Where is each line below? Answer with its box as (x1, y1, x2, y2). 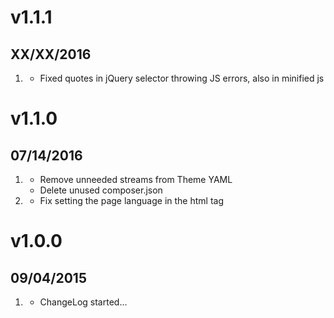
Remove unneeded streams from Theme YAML (39, 174, 233, 185)
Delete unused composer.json (39, 184, 163, 196)
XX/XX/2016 (10, 46, 92, 63)
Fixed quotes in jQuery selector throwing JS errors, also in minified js (39, 72, 325, 84)
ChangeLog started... (39, 296, 128, 308)
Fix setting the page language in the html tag (39, 195, 224, 206)
